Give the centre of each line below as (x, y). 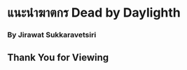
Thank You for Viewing (58, 57)
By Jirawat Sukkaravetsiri (52, 35)
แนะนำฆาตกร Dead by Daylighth (94, 13)
